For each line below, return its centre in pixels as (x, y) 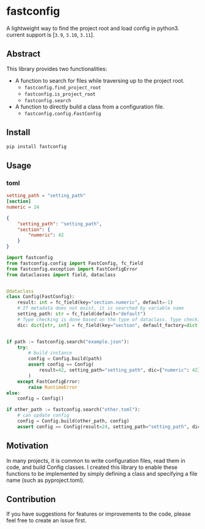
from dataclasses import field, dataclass (61, 275)
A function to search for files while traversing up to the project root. (100, 80)
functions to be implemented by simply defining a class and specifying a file (102, 473)
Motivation (27, 446)
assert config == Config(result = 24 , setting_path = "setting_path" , (103, 427)
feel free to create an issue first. (46, 520)
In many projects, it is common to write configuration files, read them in (96, 460)
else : (13, 393)
